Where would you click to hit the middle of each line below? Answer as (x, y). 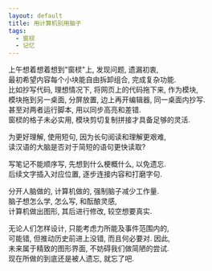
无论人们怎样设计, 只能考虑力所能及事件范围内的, (89, 228)
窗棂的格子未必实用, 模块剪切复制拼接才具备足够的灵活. (100, 120)
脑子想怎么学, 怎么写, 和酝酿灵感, (63, 201)
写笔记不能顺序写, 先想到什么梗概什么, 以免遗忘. (87, 164)
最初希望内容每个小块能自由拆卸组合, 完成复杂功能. (92, 80)
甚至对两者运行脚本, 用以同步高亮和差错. (75, 110)
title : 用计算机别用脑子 (45, 23)
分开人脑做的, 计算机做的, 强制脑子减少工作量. (84, 191)
